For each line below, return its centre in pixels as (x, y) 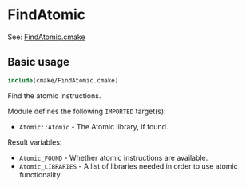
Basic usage (38, 62)
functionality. (40, 174)
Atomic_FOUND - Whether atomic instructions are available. (113, 157)
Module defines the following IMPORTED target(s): (87, 111)
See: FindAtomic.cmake (46, 37)
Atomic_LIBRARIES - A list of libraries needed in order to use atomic (128, 166)
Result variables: (35, 142)
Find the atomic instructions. (54, 95)
